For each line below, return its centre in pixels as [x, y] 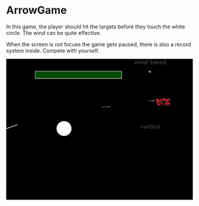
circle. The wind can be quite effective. [54, 32]
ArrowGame [36, 10]
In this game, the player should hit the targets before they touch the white [96, 27]
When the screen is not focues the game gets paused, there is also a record [99, 44]
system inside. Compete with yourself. [53, 50]
